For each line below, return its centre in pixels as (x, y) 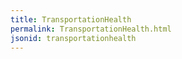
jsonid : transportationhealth (73, 38)
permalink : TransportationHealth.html (91, 29)
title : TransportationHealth (71, 19)
